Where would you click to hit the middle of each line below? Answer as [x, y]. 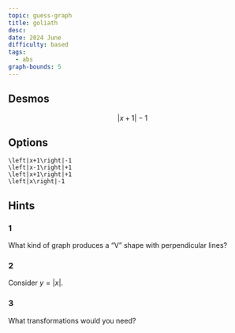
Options [28, 142]
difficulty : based [38, 45]
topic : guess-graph [40, 15]
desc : [17, 30]
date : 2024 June [35, 37]
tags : [17, 52]
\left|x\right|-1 [37, 181]
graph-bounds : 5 [35, 67]
